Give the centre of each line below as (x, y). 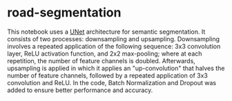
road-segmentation (64, 13)
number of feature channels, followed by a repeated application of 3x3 (108, 75)
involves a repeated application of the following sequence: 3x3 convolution (114, 46)
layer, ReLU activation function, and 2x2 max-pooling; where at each (105, 54)
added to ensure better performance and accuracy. (80, 90)
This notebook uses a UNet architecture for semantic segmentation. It (106, 32)
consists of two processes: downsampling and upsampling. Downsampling (113, 38)
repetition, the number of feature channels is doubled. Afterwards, (101, 60)
